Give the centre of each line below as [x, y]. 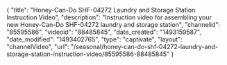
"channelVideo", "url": [38, 47]
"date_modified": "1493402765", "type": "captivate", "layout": [95, 39]
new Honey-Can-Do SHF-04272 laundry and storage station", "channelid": [113, 25]
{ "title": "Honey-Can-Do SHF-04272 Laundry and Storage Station [101, 10]
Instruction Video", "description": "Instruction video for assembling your [109, 17]
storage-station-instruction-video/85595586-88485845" [88, 54]
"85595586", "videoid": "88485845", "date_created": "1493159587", [104, 32]
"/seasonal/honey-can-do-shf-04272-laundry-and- [145, 47]
